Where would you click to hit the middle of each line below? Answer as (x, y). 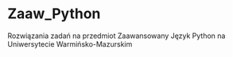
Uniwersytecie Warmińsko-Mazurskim (70, 44)
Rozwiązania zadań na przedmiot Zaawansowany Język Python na (116, 36)
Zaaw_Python (54, 14)
